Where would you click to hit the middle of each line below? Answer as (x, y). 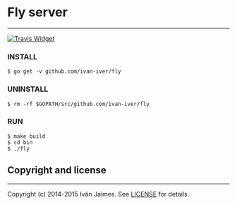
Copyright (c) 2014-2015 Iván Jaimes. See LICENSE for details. (98, 194)
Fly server (38, 12)
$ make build (26, 136)
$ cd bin (20, 142)
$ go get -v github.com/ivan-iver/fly (64, 71)
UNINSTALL (28, 89)
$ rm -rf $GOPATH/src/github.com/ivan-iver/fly (79, 104)
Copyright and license (57, 170)
